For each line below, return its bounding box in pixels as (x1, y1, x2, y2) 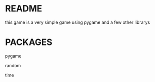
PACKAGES (5, 37, 53, 48)
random (5, 62, 21, 68)
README (5, 3, 42, 14)
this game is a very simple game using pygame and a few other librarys (5, 19, 150, 25)
